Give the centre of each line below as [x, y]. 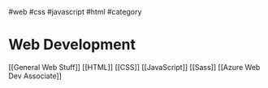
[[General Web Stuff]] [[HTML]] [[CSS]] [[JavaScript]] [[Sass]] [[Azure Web [134, 67]
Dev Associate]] [35, 76]
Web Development [72, 45]
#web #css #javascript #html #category [75, 12]
